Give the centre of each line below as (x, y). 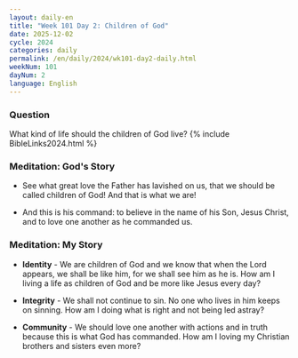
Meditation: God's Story (62, 166)
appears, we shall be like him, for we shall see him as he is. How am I (149, 274)
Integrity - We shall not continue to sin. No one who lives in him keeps (151, 300)
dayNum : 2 (28, 76)
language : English (43, 84)
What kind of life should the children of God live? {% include (119, 133)
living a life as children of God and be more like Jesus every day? (141, 283)
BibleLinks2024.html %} (53, 143)
